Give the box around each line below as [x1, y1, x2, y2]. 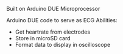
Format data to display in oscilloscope [15, 41, 111, 48]
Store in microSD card [15, 35, 71, 41]
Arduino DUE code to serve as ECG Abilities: [6, 17, 118, 23]
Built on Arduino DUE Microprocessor [6, 5, 100, 12]
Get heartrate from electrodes [15, 28, 90, 35]
